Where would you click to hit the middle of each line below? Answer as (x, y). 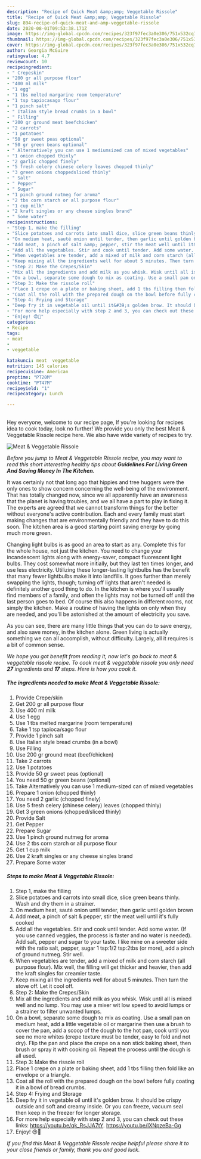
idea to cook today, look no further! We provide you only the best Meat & (96, 429)
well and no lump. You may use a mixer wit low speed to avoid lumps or (103, 1005)
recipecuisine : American (38, 371)
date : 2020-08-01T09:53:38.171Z (47, 28)
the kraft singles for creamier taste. (58, 974)
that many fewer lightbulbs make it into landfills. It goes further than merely (99, 577)
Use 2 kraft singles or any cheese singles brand (74, 856)
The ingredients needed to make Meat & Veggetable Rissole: (84, 683)
